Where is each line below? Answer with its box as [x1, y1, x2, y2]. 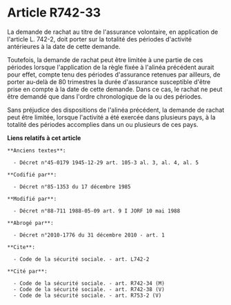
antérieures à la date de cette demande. [7, 42, 121, 50]
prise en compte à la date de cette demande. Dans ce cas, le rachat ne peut [7, 85, 223, 93]
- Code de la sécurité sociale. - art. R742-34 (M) [13, 279, 165, 287]
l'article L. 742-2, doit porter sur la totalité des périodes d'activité [7, 35, 192, 43]
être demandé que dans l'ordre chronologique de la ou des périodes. [7, 92, 203, 101]
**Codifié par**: [7, 171, 57, 178]
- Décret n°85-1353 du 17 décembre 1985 [13, 183, 131, 190]
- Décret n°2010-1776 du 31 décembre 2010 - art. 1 [13, 231, 165, 239]
